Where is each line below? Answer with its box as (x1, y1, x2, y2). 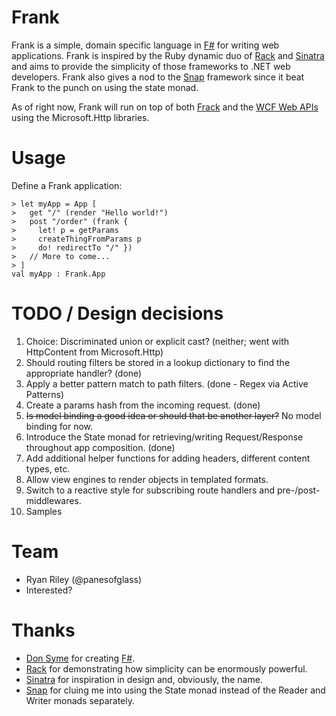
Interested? (25, 584, 73, 596)
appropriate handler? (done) (25, 367, 143, 379)
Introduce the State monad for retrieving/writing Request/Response (25, 431, 304, 443)
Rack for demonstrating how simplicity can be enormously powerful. (25, 662, 308, 675)
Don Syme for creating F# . (25, 652, 136, 664)
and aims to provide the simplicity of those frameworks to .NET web (11, 60, 291, 72)
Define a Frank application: (11, 179, 123, 191)
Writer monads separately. (25, 694, 136, 706)
